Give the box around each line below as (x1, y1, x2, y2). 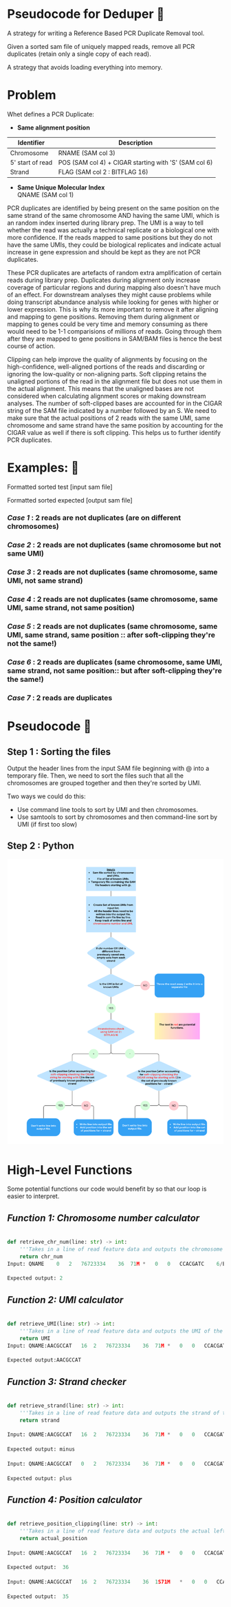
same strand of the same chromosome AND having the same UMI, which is (7, 211, 220, 219)
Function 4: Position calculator (7, 1494, 142, 1506)
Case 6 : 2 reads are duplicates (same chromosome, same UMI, (7, 658, 223, 667)
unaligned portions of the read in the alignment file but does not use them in (7, 377, 223, 385)
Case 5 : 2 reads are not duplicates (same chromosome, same (7, 622, 218, 631)
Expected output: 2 (7, 1275, 63, 1282)
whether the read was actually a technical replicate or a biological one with (7, 225, 219, 234)
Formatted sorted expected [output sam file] (7, 496, 133, 504)
